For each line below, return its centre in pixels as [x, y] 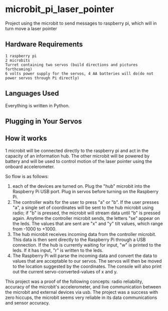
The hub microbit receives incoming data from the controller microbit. [84, 234]
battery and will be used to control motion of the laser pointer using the [79, 161]
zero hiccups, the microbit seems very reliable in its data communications [81, 297]
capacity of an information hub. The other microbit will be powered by [77, 156]
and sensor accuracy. [28, 302]
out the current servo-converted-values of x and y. [65, 271]
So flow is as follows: [27, 176]
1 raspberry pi [21, 56]
